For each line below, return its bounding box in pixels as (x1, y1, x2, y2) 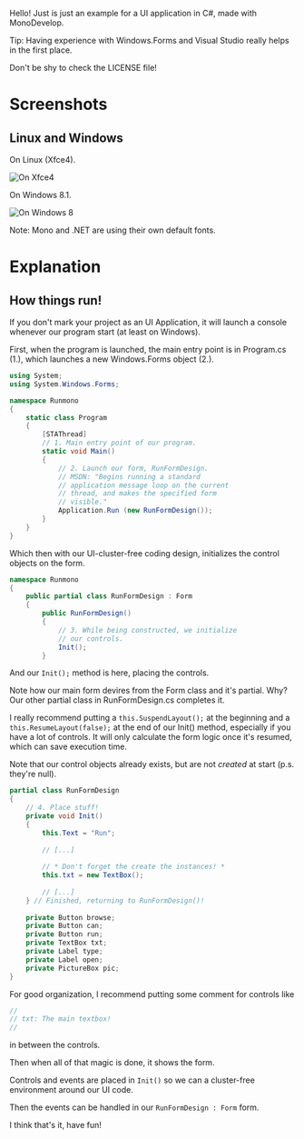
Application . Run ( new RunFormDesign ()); (57, 506, 213, 515)
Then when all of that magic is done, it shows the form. (9, 1057, 215, 1068)
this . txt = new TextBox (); (42, 871, 144, 880)
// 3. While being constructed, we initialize (57, 625, 238, 634)
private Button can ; (25, 922, 103, 931)
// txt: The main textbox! (9, 1014, 112, 1024)
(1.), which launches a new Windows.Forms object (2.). (9, 354, 215, 365)
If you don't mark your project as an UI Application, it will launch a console (9, 317, 288, 327)
